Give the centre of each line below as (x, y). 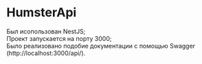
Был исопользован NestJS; (46, 31)
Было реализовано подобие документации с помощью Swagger (101, 46)
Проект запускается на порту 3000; (59, 38)
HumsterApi (42, 13)
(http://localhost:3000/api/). (46, 53)
